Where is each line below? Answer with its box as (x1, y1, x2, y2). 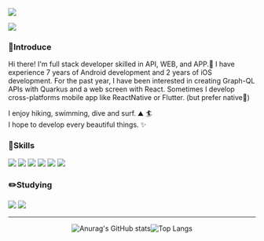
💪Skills (8, 140, 35, 151)
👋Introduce (8, 41, 52, 52)
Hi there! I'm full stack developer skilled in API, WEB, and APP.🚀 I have (8, 59, 236, 69)
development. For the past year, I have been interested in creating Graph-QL (8, 76, 255, 86)
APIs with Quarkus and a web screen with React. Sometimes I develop (8, 84, 236, 94)
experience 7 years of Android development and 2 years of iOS (8, 68, 212, 77)
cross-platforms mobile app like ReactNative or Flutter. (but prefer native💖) (8, 93, 250, 102)
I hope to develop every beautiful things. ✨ (8, 120, 147, 129)
